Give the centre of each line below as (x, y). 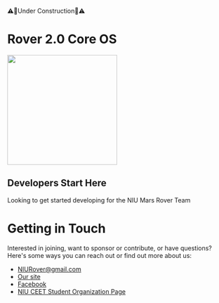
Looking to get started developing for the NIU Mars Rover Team (99, 200)
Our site (29, 276)
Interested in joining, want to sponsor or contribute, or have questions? (109, 248)
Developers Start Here (57, 183)
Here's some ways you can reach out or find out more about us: (99, 255)
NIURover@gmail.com (49, 269)
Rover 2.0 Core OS (62, 39)
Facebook (32, 284)
